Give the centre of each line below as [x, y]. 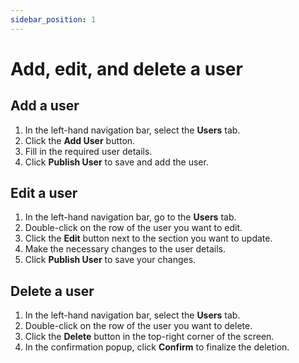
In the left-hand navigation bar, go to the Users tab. [130, 217]
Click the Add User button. [80, 140]
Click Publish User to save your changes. [110, 260]
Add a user [45, 106]
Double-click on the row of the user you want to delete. [138, 326]
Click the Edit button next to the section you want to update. [148, 238]
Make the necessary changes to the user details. [125, 249]
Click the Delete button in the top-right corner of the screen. [149, 337]
